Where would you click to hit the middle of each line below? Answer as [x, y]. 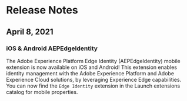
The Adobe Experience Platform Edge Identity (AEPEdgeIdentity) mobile [93, 61]
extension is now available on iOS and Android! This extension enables [92, 67]
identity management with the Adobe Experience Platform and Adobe [90, 73]
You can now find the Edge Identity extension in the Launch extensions [93, 86]
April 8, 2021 [30, 32]
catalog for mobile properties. [42, 92]
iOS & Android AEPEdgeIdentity [52, 48]
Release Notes [42, 10]
